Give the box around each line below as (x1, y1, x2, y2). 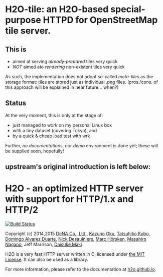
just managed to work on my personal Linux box (12, 122, 112, 128)
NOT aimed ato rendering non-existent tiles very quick (12, 64, 125, 70)
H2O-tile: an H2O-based (5, 4, 109, 15)
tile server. (5, 25, 51, 36)
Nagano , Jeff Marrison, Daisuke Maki (5, 241, 82, 248)
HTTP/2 (5, 204, 39, 215)
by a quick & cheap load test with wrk (12, 133, 90, 139)
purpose (5, 14, 41, 26)
